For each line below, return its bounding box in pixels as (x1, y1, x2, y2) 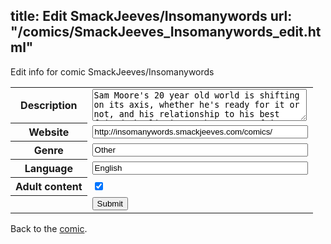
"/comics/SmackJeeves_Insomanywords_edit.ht (10, 24, 322, 41)
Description (20, 99, 78, 113)
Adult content (15, 180, 83, 194)
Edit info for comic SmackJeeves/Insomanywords (10, 65, 215, 78)
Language (24, 162, 73, 176)
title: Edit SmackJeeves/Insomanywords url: (10, 8, 293, 25)
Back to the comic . (10, 222, 88, 234)
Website (28, 125, 70, 139)
